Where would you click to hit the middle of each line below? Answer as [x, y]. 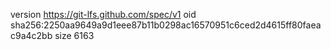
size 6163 [74, 35]
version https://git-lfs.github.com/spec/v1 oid [103, 14]
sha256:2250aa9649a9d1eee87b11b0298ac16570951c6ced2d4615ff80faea [166, 25]
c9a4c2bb [31, 35]
